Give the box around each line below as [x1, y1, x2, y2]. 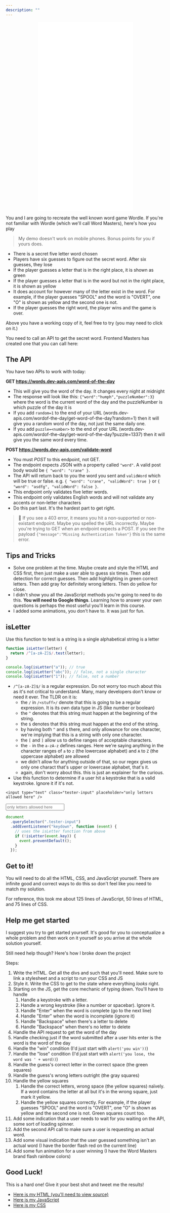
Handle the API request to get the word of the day [13, 1029, 117, 1035]
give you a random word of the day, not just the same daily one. [13, 421, 146, 427]
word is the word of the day [13, 1040, 71, 1046]
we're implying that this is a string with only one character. [20, 732, 143, 738]
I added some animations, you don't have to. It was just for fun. [13, 608, 145, 614]
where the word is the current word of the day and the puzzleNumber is [13, 399, 163, 405]
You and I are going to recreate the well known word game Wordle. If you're [6, 214, 163, 221]
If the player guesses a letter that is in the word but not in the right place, [13, 277, 165, 283]
